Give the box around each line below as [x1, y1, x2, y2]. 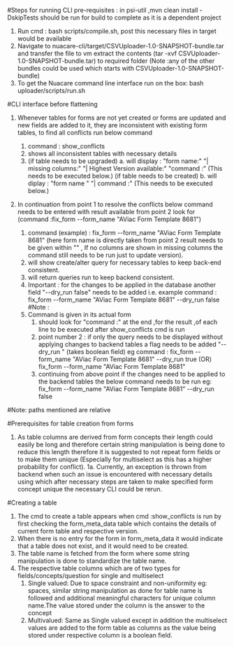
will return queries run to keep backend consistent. [27, 273, 175, 281]
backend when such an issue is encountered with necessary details [17, 470, 213, 478]
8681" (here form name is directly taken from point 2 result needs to [27, 236, 224, 244]
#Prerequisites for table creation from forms [7, 419, 134, 428]
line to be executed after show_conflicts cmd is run [38, 325, 185, 333]
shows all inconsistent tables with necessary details [27, 150, 177, 157]
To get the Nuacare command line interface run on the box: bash [17, 79, 204, 87]
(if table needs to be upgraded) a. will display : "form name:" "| [27, 157, 209, 165]
